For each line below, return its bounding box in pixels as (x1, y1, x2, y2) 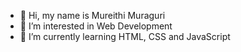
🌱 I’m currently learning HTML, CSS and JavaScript (19, 31, 231, 42)
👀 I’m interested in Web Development (19, 20, 173, 32)
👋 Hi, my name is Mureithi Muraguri (19, 10, 166, 21)
